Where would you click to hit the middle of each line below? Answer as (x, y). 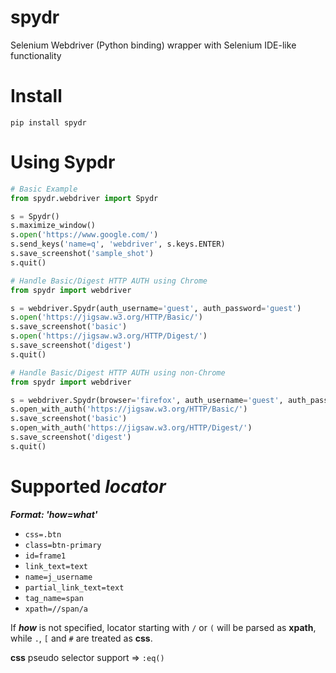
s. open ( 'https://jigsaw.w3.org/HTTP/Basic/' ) (106, 317)
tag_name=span (54, 598)
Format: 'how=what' (54, 514)
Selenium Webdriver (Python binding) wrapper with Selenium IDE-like (153, 45)
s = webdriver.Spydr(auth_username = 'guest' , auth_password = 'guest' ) (156, 308)
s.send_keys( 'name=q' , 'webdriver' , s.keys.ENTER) (118, 244)
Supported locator (88, 487)
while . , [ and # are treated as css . (81, 638)
